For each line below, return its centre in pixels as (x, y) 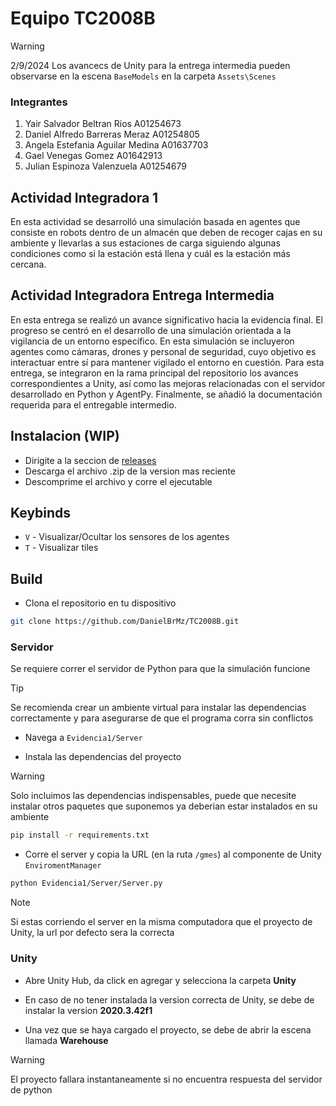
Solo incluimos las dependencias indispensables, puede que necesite (153, 796)
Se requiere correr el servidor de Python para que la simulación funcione (160, 669)
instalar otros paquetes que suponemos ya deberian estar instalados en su (164, 806)
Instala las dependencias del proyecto (103, 757)
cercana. (28, 264)
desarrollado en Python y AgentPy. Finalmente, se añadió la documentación (166, 394)
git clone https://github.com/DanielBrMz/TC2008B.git (125, 622)
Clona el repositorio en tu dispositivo (100, 603)
